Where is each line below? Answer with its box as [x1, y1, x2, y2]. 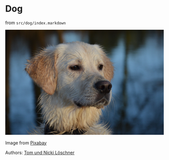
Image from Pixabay [5, 139, 47, 146]
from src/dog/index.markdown [5, 20, 66, 26]
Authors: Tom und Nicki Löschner [5, 149, 75, 155]
